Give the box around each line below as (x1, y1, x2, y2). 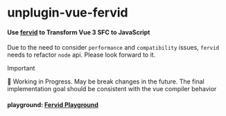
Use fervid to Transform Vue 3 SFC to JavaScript (7, 28, 150, 36)
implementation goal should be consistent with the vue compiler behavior (7, 85, 217, 93)
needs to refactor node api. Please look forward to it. (7, 50, 156, 59)
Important (7, 64, 35, 72)
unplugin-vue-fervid (7, 5, 128, 21)
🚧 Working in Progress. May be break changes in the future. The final (7, 77, 205, 86)
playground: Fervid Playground (7, 100, 99, 108)
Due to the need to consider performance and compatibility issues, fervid (7, 43, 220, 52)
